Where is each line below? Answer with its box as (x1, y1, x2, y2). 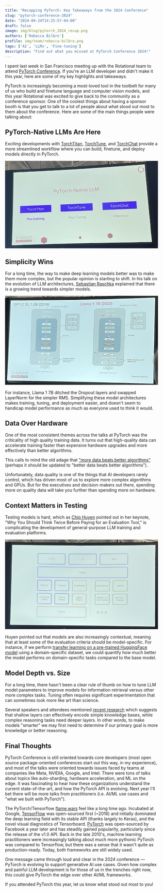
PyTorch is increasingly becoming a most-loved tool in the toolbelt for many (5, 83, 156, 89)
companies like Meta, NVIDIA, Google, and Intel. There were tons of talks (5, 770, 151, 776)
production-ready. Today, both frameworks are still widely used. (5, 847, 133, 853)
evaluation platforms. (5, 530, 48, 536)
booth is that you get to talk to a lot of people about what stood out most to (5, 103, 155, 109)
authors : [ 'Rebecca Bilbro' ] (5, 34, 64, 39)
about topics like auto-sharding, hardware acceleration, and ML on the (5, 775, 146, 781)
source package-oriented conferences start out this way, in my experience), (5, 759, 157, 765)
